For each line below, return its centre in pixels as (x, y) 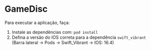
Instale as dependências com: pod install (55, 32)
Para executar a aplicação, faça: (37, 23)
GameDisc (26, 9)
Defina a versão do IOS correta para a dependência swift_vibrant (79, 37)
